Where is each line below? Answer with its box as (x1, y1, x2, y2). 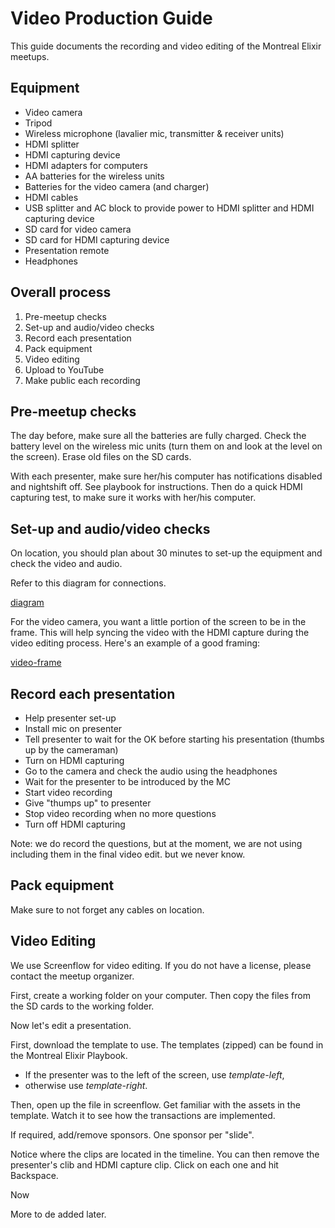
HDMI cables (24, 191, 79, 203)
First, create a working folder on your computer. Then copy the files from (10, 989, 311, 1001)
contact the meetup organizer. (10, 970, 135, 982)
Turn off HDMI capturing (24, 818, 126, 830)
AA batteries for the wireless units (24, 170, 165, 182)
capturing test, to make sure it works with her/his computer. (10, 492, 257, 504)
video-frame (10, 657, 62, 669)
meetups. (10, 50, 50, 62)
